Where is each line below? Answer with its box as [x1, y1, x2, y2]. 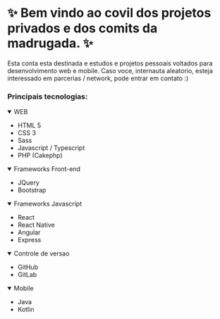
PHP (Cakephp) [17, 151, 63, 160]
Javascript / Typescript [17, 144, 85, 152]
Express [17, 236, 42, 244]
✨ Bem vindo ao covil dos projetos [7, 5, 212, 21]
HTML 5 [17, 121, 42, 130]
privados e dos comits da [7, 20, 158, 37]
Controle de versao [13, 249, 70, 258]
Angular [17, 228, 41, 237]
